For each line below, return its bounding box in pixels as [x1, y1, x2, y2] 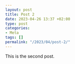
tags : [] [5, 35, 23, 40]
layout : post [5, 7, 32, 12]
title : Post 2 [5, 12, 35, 17]
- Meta [5, 30, 19, 35]
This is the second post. [5, 53, 55, 59]
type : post [5, 21, 28, 26]
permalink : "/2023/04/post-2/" [5, 40, 70, 45]
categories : [5, 26, 30, 31]
